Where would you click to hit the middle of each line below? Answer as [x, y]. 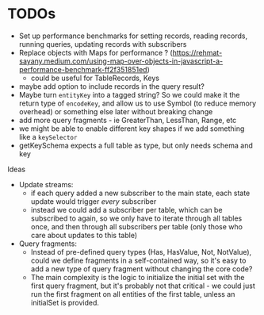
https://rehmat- [197, 52]
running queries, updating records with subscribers [103, 44]
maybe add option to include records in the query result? [112, 86]
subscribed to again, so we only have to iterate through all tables [136, 218]
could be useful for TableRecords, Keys [95, 78]
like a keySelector [48, 136]
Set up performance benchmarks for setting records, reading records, [133, 36]
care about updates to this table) [84, 235]
